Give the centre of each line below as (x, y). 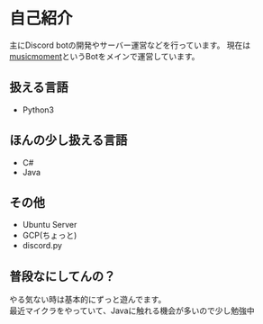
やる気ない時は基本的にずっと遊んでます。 (88, 300)
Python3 (38, 110)
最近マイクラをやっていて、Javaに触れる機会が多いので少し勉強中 (132, 310)
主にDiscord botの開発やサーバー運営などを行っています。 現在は (130, 45)
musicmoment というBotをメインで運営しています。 (104, 56)
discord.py (42, 246)
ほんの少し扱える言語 (68, 140)
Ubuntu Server (50, 225)
